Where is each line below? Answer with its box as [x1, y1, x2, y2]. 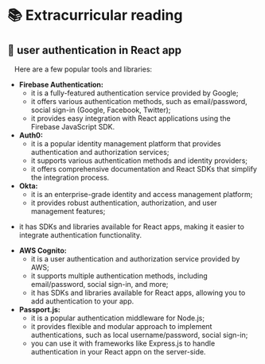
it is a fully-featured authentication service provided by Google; [30, 88, 239, 98]
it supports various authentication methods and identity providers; [30, 156, 248, 165]
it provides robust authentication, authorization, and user [30, 198, 217, 207]
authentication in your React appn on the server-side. [30, 347, 206, 356]
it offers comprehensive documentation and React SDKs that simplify [30, 165, 258, 173]
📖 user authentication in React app [7, 43, 182, 56]
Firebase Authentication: [18, 80, 104, 89]
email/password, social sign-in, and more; [30, 280, 169, 288]
